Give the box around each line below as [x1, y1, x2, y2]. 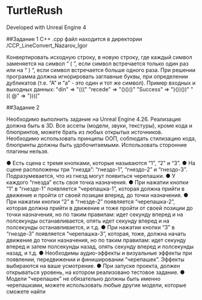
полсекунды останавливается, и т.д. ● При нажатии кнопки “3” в [6, 223, 175, 230]
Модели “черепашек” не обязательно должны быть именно [6, 275, 161, 282]
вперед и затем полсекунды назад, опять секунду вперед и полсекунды [6, 243, 194, 250]
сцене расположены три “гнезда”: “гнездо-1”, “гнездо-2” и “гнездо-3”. [6, 166, 188, 173]
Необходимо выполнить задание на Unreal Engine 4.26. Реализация [6, 116, 181, 123]
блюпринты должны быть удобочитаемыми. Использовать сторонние [6, 141, 187, 148]
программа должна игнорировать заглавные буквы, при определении [6, 73, 189, 80]
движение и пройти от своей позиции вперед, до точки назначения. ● [6, 191, 189, 198]
